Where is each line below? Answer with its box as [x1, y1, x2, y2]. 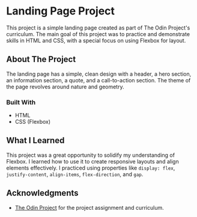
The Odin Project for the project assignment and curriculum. [14, 204, 164, 211]
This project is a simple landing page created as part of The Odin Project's [6, 24, 190, 31]
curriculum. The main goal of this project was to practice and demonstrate [6, 30, 190, 37]
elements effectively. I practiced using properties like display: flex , [6, 164, 175, 171]
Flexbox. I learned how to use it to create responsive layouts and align [6, 157, 179, 165]
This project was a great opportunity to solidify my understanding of [6, 151, 175, 159]
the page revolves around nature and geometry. [6, 83, 124, 90]
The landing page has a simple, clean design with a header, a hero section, [6, 70, 192, 78]
